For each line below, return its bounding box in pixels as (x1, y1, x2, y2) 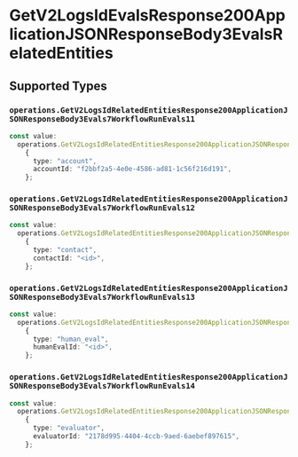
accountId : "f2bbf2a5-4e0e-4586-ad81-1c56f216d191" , (32, 165, 232, 174)
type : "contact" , (32, 246, 98, 255)
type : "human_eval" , (32, 335, 109, 343)
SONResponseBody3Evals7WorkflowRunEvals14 (9, 381, 195, 391)
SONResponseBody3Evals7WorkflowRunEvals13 (9, 292, 195, 302)
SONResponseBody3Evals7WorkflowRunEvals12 (9, 203, 195, 213)
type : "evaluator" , (32, 423, 105, 433)
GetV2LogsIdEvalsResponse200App (9, 5, 286, 26)
